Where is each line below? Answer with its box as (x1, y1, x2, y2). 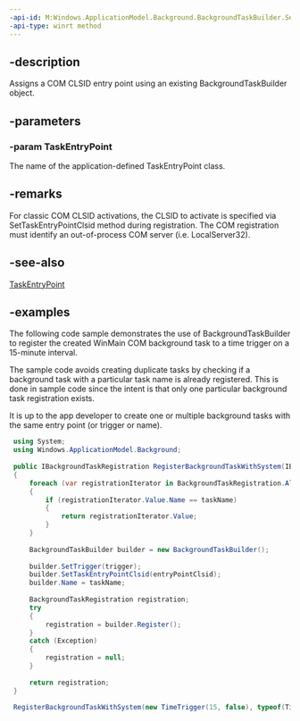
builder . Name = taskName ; (29, 578, 126, 588)
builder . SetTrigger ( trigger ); (29, 562, 142, 571)
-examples (9, 305, 71, 320)
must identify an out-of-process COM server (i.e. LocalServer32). (9, 229, 251, 239)
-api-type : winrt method (9, 21, 102, 30)
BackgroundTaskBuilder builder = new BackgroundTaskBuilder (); (29, 545, 270, 554)
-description (9, 54, 80, 70)
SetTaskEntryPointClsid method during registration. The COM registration (9, 220, 279, 231)
